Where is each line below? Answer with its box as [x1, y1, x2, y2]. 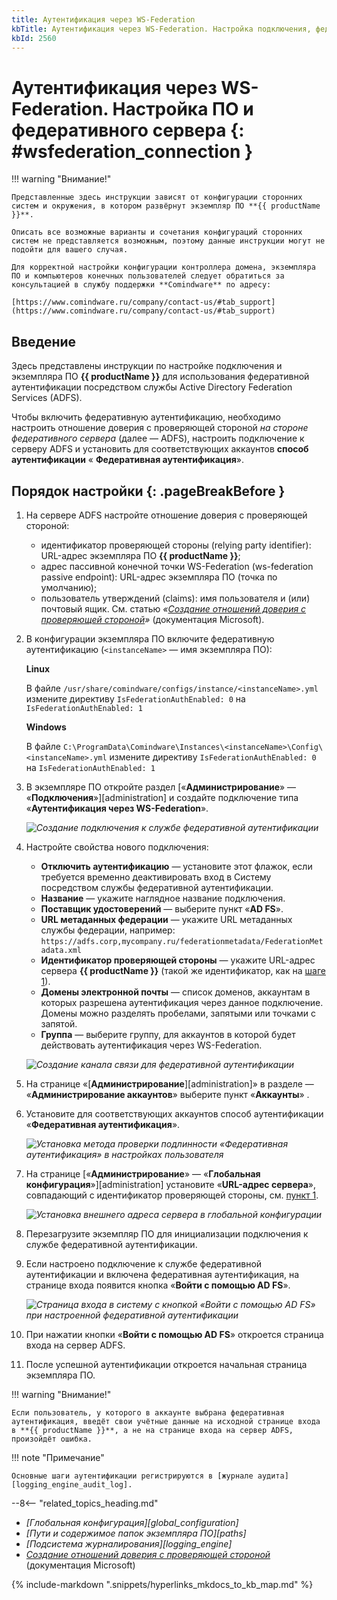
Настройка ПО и [112, 97, 254, 120]
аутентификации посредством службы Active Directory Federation [11, 381, 293, 393]
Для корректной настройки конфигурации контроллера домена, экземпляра [11, 262, 316, 273]
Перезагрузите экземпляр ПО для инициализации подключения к [25, 1227, 309, 1240]
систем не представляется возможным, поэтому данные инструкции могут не [11, 236, 326, 246]
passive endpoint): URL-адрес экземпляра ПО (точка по [40, 571, 278, 583]
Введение [11, 333, 77, 350]
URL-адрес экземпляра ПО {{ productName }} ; [40, 549, 241, 561]
